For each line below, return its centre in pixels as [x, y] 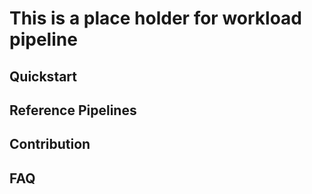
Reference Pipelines [73, 110]
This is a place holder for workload [156, 18]
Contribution [50, 144]
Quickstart [43, 76]
